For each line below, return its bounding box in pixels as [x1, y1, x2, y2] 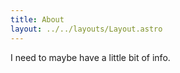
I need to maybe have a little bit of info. [10, 51, 171, 63]
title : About [10, 14, 65, 25]
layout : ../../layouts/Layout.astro [10, 24, 163, 34]
